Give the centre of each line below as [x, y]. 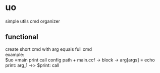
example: [15, 54]
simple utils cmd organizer [33, 21]
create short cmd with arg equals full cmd [49, 49]
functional [22, 37]
